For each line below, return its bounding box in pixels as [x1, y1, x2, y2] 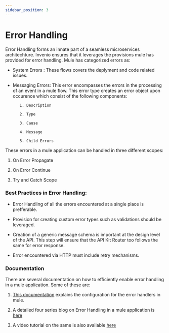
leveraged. [12, 222, 35, 228]
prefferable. [12, 206, 37, 213]
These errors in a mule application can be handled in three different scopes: [5, 147, 163, 153]
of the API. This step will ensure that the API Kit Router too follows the [12, 237, 158, 243]
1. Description [19, 103, 52, 108]
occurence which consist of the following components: [12, 93, 128, 99]
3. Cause [19, 120, 38, 126]
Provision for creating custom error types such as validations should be [12, 216, 162, 222]
